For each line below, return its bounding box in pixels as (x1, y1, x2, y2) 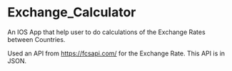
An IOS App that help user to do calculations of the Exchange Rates (7, 28, 206, 36)
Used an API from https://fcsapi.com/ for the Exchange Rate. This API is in (7, 49, 226, 58)
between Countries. (7, 35, 66, 43)
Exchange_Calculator (7, 4, 136, 21)
